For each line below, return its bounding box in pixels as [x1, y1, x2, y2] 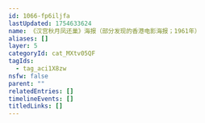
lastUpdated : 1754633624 [8, 19, 92, 28]
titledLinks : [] [8, 102, 63, 110]
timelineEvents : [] [8, 95, 74, 103]
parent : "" [8, 79, 45, 87]
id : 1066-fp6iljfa [8, 11, 70, 20]
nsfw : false [8, 72, 48, 80]
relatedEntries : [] [8, 87, 74, 95]
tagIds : [8, 57, 35, 66]
